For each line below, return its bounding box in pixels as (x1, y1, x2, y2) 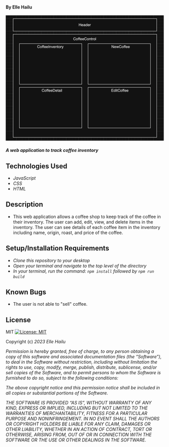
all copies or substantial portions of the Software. (6, 390, 108, 396)
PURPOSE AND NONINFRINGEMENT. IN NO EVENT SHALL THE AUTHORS (6, 416, 160, 422)
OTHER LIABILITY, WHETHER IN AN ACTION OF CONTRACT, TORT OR (6, 426, 152, 432)
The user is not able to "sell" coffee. (13, 301, 88, 307)
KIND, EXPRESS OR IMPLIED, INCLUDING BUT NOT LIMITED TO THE (6, 405, 148, 411)
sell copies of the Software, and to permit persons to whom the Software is (6, 370, 161, 376)
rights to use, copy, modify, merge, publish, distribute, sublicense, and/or (6, 364, 157, 370)
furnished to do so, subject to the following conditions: (6, 375, 118, 381)
